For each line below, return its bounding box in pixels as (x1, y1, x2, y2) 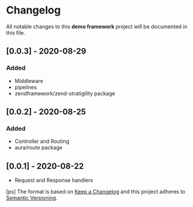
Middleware (14, 77, 43, 84)
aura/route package (14, 144, 63, 151)
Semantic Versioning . (6, 195, 57, 202)
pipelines (14, 84, 37, 91)
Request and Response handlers (14, 177, 93, 184)
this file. (6, 29, 25, 36)
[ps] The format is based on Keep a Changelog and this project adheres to (6, 188, 186, 195)
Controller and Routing (14, 138, 69, 145)
